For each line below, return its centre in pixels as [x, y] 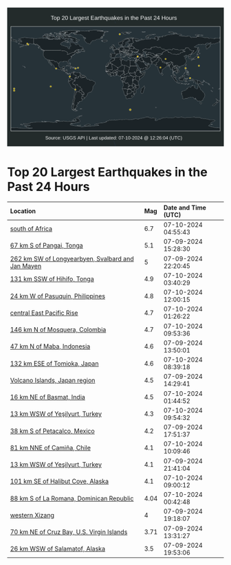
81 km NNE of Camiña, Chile [51, 447]
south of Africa [31, 228]
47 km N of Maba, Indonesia [50, 346]
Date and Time [185, 208]
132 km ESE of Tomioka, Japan [54, 363]
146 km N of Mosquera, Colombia [58, 330]
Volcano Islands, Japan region [53, 380]
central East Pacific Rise [44, 313]
